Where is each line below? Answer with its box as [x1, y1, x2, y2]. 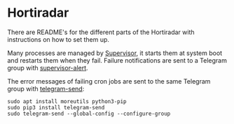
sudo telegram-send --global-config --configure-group [7, 110, 171, 117]
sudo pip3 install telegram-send [7, 104, 105, 111]
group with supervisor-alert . [7, 63, 89, 72]
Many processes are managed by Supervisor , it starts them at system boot [7, 49, 223, 57]
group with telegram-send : [7, 84, 85, 93]
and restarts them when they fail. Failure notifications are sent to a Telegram [7, 56, 228, 64]
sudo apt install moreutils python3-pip [7, 98, 128, 105]
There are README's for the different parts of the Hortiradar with [7, 28, 195, 36]
